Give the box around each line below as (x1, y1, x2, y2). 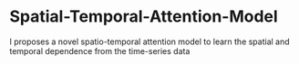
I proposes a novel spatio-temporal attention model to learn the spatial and (9, 36, 290, 47)
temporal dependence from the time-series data (9, 45, 191, 56)
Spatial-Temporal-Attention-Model (9, 6, 278, 27)
